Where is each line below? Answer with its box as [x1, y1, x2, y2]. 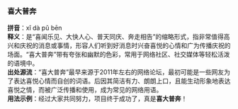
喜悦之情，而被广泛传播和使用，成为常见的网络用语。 [7, 86, 163, 94]
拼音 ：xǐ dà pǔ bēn [7, 23, 62, 33]
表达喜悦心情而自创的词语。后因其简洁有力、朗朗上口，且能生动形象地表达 [13, 76, 231, 86]
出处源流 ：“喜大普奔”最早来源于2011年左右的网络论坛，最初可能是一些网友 [7, 68, 225, 76]
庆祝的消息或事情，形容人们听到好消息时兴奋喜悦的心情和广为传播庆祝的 [19, 41, 231, 50]
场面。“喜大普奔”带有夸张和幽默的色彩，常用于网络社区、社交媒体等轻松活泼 [7, 50, 230, 59]
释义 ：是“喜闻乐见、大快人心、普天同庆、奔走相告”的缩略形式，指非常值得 [7, 33, 225, 41]
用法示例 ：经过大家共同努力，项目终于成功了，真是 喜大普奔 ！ [7, 94, 188, 103]
